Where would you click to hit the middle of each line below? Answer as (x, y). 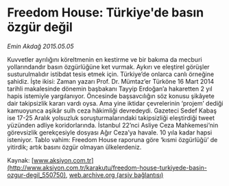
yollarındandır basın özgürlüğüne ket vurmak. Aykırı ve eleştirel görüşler (109, 67)
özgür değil (40, 27)
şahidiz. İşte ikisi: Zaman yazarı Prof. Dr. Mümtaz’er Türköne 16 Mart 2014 (111, 81)
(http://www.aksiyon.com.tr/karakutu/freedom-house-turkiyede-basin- (107, 167)
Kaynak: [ (21, 160)
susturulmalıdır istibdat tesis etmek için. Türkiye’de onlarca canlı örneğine (111, 74)
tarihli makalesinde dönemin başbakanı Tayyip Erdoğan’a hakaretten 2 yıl (110, 89)
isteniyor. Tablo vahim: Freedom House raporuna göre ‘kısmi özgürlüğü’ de (112, 139)
